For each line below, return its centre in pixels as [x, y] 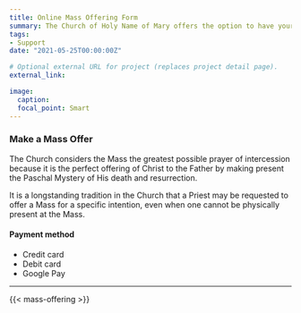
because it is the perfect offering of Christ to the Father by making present [147, 168]
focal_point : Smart [54, 108]
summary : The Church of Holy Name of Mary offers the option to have [142, 26]
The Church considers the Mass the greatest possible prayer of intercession [150, 158]
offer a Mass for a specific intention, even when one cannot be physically [145, 204]
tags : [19, 34]
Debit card [42, 264]
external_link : [38, 76]
